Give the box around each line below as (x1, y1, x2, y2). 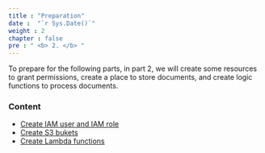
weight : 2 (8, 27, 45, 35)
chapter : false (8, 34, 63, 43)
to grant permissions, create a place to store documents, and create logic (8, 72, 253, 82)
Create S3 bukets (19, 128, 78, 138)
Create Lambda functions (19, 136, 105, 146)
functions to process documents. (8, 81, 119, 91)
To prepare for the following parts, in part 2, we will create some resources (8, 64, 257, 73)
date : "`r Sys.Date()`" (8, 19, 95, 27)
